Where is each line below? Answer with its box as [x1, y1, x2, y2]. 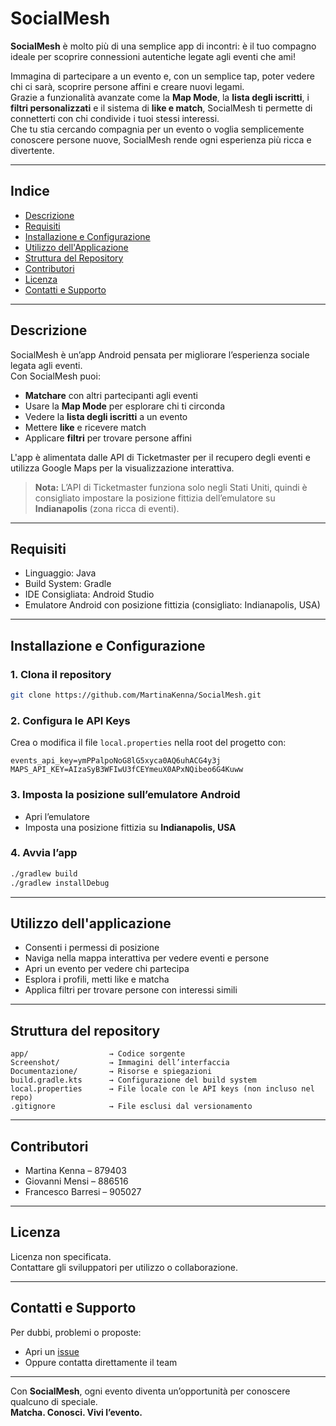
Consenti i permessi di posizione [24, 942, 160, 954]
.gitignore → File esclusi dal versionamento [10, 1102, 253, 1112]
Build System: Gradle [24, 578, 112, 590]
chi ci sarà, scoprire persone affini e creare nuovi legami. [10, 80, 245, 92]
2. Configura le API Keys [10, 713, 131, 727]
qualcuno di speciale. [10, 1395, 98, 1407]
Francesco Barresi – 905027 [24, 1186, 142, 1198]
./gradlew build [10, 868, 78, 879]
